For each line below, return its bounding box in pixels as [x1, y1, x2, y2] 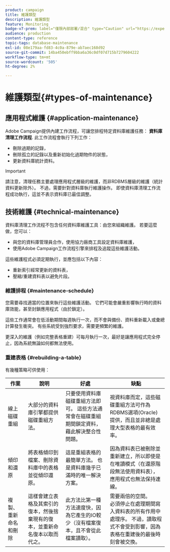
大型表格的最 [114, 424, 146, 431]
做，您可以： [5, 228, 32, 234]
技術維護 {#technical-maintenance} [5, 208, 120, 216]
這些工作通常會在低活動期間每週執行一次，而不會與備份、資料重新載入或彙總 [5, 317, 165, 323]
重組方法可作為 [114, 401, 151, 408]
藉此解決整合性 [65, 428, 101, 435]
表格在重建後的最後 [109, 531, 156, 538]
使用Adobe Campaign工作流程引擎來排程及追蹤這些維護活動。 [12, 245, 143, 251]
